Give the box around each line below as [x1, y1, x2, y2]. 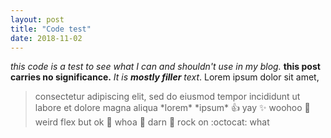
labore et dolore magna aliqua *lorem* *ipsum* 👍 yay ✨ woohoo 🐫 [34, 102, 311, 114]
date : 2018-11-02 [10, 33, 83, 43]
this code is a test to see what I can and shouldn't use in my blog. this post [10, 61, 321, 73]
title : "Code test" [10, 24, 92, 34]
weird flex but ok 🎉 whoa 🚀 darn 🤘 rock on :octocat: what [34, 116, 270, 128]
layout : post [10, 14, 65, 25]
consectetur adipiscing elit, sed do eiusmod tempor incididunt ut [34, 91, 301, 103]
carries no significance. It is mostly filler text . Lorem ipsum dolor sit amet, [10, 71, 320, 83]
